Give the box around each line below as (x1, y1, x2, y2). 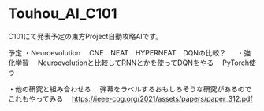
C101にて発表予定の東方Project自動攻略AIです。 (8, 31, 163, 41)
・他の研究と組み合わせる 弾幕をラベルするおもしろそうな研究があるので (8, 84, 252, 94)
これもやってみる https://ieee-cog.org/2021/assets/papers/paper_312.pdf (8, 94, 254, 103)
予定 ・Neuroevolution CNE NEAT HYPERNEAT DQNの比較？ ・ (8, 48, 244, 57)
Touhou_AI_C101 (8, 5, 117, 23)
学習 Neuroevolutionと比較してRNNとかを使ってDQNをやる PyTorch (14, 58, 250, 67)
